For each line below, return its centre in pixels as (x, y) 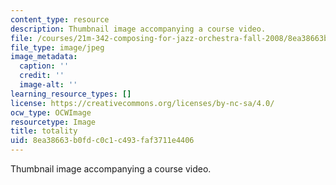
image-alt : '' (48, 85)
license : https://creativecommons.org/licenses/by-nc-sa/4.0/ (142, 103)
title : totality (44, 131)
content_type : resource (60, 19)
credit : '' (42, 76)
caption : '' (44, 66)
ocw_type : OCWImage (51, 112)
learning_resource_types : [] (71, 94)
